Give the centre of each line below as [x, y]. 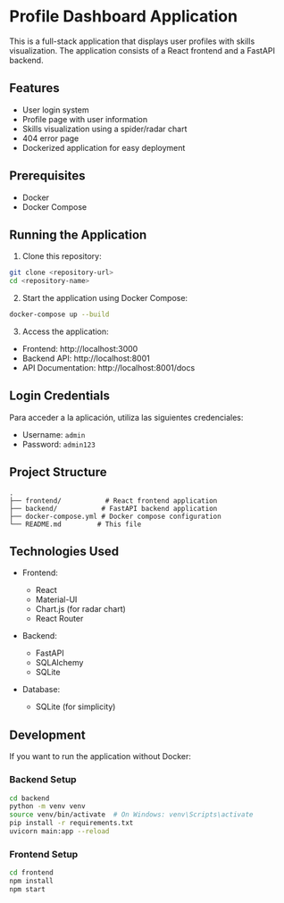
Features [34, 88]
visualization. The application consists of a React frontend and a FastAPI [142, 50]
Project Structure [58, 472]
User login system [55, 110]
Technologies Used [64, 552]
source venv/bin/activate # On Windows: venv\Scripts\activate [131, 815]
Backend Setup [43, 780]
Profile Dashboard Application [124, 17]
